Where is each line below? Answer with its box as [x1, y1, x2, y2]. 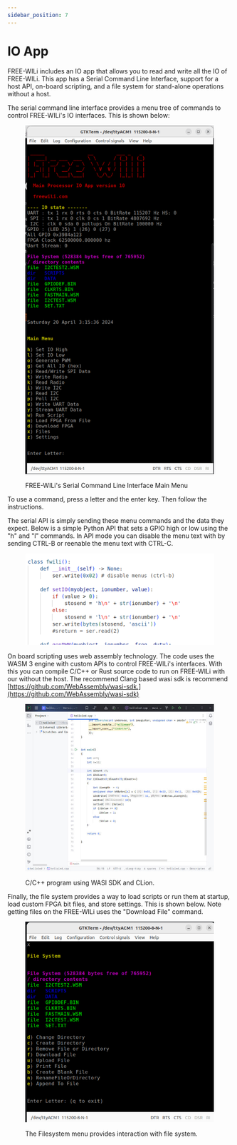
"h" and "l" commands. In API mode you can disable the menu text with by [7, 531, 226, 540]
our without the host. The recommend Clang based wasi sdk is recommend [7, 674, 228, 683]
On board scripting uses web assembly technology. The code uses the [7, 651, 215, 660]
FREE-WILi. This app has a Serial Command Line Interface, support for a [7, 74, 219, 83]
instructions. [7, 502, 44, 511]
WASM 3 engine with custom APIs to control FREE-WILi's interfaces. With [7, 659, 223, 668]
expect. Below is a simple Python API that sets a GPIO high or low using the [7, 524, 228, 532]
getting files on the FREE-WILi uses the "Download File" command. [7, 907, 204, 916]
